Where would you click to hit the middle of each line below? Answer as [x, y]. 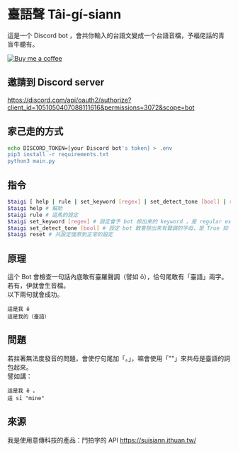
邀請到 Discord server [56, 82]
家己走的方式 [35, 131]
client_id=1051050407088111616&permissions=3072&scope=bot [101, 107]
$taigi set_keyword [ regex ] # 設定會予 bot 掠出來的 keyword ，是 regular [115, 221]
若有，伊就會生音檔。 [38, 286]
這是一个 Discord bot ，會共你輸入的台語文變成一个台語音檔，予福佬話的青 [116, 35]
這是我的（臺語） [29, 317]
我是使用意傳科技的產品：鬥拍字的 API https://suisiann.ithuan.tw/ [102, 440]
